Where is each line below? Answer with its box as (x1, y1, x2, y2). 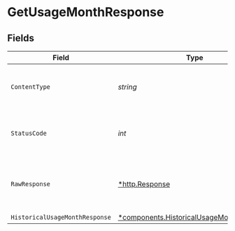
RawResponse (10, 180, 51, 188)
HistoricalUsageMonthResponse (10, 213, 112, 221)
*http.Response (117, 179, 171, 189)
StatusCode (10, 129, 47, 137)
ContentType (10, 83, 51, 91)
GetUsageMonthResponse (7, 4, 164, 20)
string (117, 82, 138, 92)
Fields (7, 32, 35, 44)
